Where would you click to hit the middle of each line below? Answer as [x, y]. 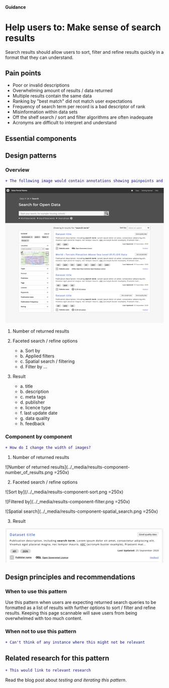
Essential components [41, 138]
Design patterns [31, 156]
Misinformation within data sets [45, 112]
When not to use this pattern [41, 631]
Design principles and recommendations [70, 577]
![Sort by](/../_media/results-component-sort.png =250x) [64, 492]
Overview [17, 170]
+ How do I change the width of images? [48, 448]
